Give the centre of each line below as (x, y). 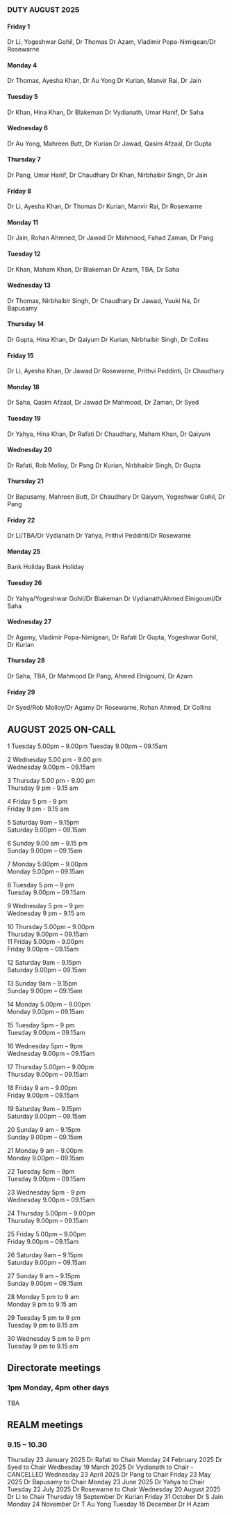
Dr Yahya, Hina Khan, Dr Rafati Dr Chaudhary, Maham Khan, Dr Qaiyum (109, 434)
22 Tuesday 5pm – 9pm (41, 1171)
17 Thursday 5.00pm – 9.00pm (51, 1067)
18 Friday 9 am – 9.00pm (42, 1088)
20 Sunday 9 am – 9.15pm (44, 1129)
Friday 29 (21, 692)
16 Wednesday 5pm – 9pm (45, 1046)
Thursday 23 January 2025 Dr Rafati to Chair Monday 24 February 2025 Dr (115, 1460)
